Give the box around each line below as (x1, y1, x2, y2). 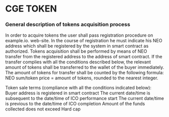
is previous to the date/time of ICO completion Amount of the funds (5, 101, 145, 107)
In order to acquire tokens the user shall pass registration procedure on (5, 32, 153, 38)
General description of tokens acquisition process (5, 21, 130, 28)
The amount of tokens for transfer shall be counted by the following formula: (5, 70, 164, 76)
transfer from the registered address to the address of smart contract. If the (5, 54, 162, 60)
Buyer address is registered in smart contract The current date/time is (5, 90, 150, 96)
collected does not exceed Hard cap (5, 106, 81, 112)
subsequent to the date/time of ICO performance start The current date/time (5, 95, 164, 101)
